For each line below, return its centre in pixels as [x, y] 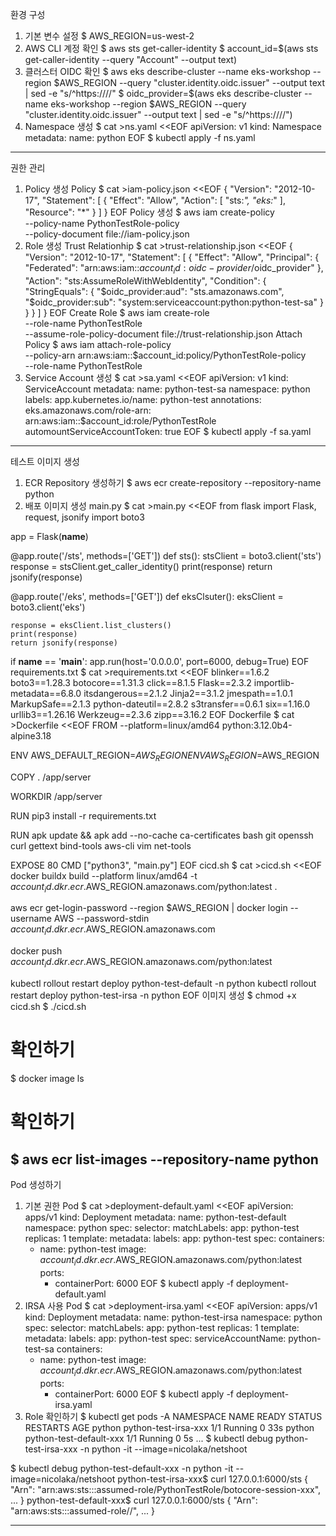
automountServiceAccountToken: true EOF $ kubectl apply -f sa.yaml [168, 431]
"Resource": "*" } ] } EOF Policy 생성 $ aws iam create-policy [149, 212]
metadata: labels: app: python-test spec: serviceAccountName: [155, 1338]
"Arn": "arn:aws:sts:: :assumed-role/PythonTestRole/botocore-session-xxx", [166, 1489]
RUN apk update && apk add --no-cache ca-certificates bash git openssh [162, 835]
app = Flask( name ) [49, 536]
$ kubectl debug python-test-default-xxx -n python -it [122, 1468]
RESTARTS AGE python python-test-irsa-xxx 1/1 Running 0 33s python [169, 1427]
